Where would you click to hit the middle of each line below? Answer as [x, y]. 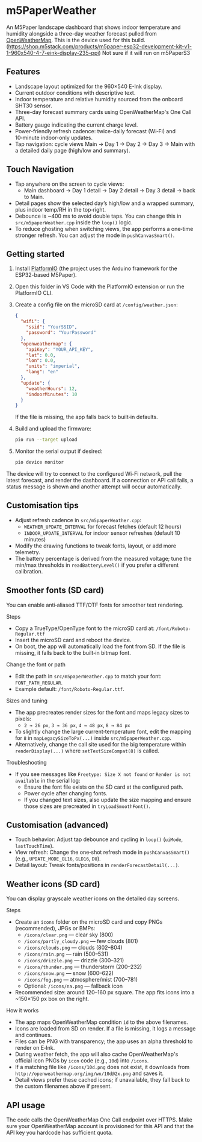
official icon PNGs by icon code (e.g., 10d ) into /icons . [82, 1061]
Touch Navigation [40, 169]
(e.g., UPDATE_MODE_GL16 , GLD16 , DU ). [58, 859]
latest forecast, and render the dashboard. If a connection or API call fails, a [100, 480]
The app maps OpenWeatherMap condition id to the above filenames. [101, 1022]
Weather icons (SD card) [53, 884]
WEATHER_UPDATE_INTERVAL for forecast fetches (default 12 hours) [103, 526]
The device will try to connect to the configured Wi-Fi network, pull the [94, 474]
